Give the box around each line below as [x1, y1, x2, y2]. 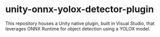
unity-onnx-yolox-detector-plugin [5, 4, 154, 15]
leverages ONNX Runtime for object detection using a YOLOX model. [5, 25, 151, 31]
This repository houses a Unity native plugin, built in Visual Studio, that [5, 20, 155, 26]
